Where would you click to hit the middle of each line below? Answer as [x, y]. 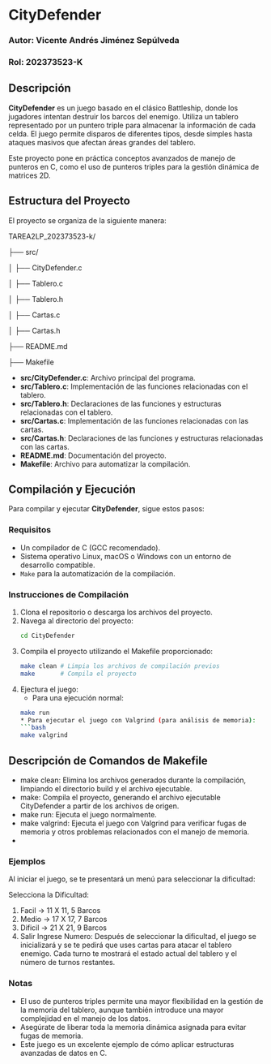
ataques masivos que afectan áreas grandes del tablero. [102, 142]
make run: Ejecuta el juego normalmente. [89, 814]
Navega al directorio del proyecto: [76, 621]
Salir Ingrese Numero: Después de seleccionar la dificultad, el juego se [138, 937]
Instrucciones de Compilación [69, 594]
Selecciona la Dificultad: [49, 895]
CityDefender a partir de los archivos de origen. [100, 806]
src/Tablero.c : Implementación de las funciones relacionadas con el [134, 386]
